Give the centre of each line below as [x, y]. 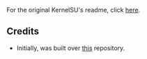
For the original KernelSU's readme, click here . [73, 10]
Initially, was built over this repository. [71, 48]
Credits [23, 31]
